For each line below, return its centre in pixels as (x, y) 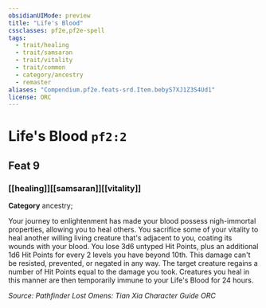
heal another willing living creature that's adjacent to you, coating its (120, 238)
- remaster (33, 82)
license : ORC (30, 97)
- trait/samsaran (44, 53)
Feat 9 (24, 165)
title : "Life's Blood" (46, 23)
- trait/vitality (44, 60)
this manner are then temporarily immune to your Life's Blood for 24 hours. (131, 280)
